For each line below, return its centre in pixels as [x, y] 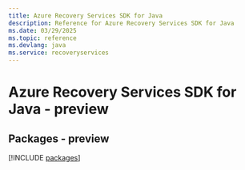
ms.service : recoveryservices [59, 53]
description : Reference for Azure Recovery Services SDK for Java [121, 23]
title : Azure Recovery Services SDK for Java [85, 16]
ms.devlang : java [37, 45]
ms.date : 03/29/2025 [43, 30]
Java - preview [59, 109]
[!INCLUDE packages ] [44, 158]
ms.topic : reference [43, 38]
